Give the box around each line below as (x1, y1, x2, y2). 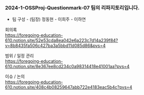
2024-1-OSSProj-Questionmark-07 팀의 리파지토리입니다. (5, 4, 140, 11)
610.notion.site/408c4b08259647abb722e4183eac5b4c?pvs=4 (5, 84, 132, 90)
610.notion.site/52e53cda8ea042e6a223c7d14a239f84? (5, 38, 118, 44)
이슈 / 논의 (5, 73, 25, 79)
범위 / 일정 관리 (5, 53, 34, 59)
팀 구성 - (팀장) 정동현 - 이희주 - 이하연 (12, 16, 86, 23)
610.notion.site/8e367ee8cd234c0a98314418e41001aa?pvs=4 (5, 64, 130, 70)
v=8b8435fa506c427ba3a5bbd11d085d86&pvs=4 (5, 43, 106, 48)
